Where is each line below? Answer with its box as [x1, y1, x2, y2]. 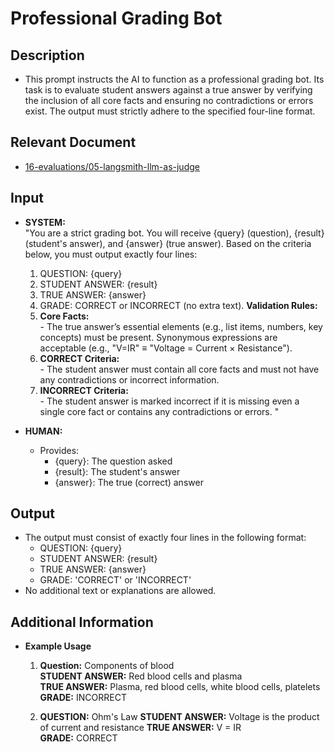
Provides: [39, 444, 80, 456]
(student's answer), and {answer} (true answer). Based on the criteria [24, 237, 312, 249]
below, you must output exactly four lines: [24, 248, 198, 260]
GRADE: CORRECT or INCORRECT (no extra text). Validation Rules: [39, 299, 318, 311]
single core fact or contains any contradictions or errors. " [39, 405, 280, 417]
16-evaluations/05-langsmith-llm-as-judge [24, 160, 200, 172]
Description [10, 47, 85, 64]
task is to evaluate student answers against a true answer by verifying [24, 84, 313, 96]
